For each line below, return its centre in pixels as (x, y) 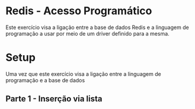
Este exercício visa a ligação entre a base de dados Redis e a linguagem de (97, 27)
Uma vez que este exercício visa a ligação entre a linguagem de (83, 74)
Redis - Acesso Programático (79, 11)
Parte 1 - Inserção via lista (54, 99)
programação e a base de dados (45, 80)
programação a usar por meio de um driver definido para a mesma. (87, 33)
